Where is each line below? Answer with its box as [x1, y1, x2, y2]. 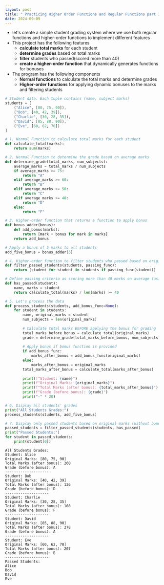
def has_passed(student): [5, 281, 58, 286]
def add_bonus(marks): [14, 227, 60, 232]
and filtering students [19, 87, 62, 93]
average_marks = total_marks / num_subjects [14, 164, 106, 169]
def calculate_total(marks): [5, 141, 64, 147]
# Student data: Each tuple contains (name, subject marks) [5, 96, 130, 101]
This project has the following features [12, 40, 90, 46]
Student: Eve [5, 538, 32, 542]
